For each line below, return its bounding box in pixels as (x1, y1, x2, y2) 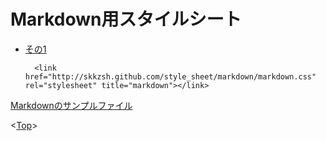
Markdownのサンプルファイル (10, 99, 133, 111)
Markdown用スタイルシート (10, 8, 242, 31)
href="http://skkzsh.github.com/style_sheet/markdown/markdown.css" (24, 71, 317, 82)
